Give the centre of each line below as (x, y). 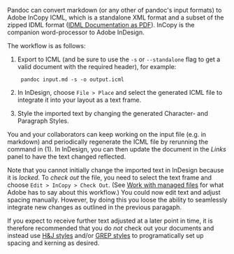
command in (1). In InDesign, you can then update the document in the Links (117, 149)
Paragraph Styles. (43, 121)
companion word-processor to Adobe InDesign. (76, 32)
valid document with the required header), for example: (97, 67)
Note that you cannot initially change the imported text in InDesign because (116, 170)
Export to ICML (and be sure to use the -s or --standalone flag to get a (119, 59)
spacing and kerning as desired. (53, 243)
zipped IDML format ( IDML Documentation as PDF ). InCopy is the (101, 25)
